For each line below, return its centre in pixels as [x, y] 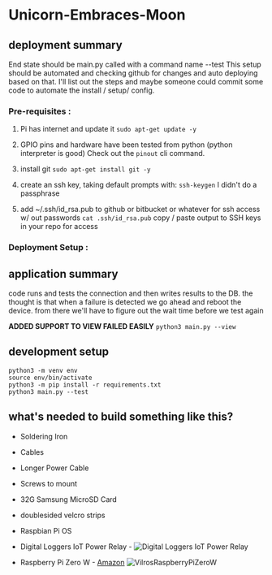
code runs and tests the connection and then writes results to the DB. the [131, 293]
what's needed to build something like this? [121, 417]
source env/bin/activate [50, 378]
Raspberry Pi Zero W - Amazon [72, 562]
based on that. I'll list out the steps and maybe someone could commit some [136, 82]
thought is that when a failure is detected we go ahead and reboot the [125, 302]
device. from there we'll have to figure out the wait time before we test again [136, 311]
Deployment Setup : [48, 248]
